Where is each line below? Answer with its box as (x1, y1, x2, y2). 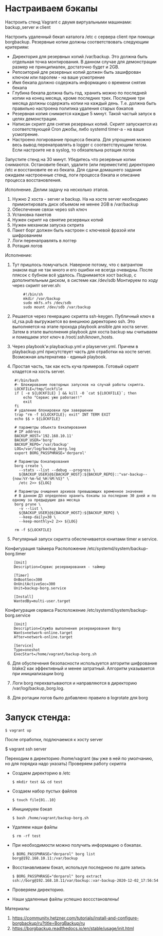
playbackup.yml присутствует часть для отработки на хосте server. (12, 349, 152, 354)
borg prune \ (14, 501, 41, 507)
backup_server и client (5, 24, 51, 30)
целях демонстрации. (12, 116, 57, 122)
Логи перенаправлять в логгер (12, 237, 77, 243)
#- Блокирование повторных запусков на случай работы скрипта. (14, 382, 145, 387)
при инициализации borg (12, 670, 64, 676)
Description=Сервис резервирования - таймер (14, 564, 106, 569)
